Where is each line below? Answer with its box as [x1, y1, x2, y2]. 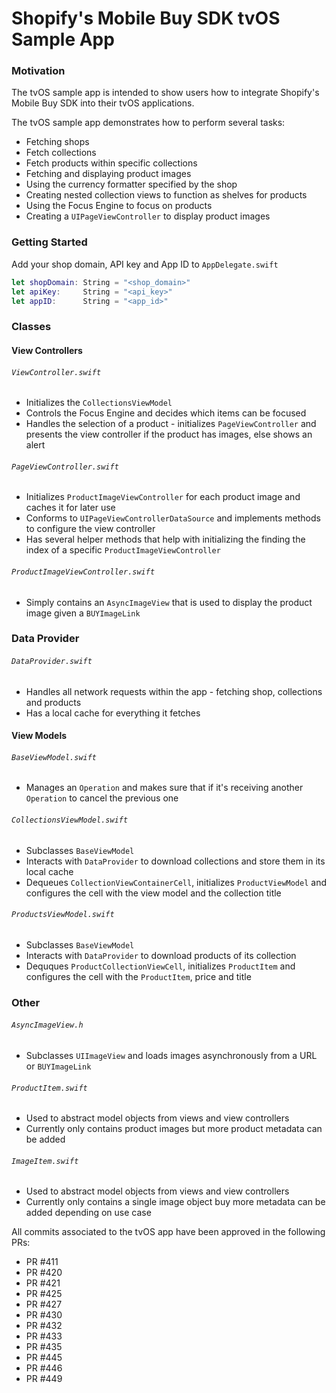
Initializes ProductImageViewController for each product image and [25, 491, 301, 503]
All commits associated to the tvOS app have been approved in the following [11, 1226, 326, 1238]
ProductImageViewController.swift [11, 567, 156, 577]
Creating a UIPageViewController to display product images [25, 210, 271, 222]
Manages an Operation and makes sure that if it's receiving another [25, 782, 304, 794]
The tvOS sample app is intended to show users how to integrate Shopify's [11, 87, 320, 99]
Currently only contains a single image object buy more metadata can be [25, 1196, 326, 1208]
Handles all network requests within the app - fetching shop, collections [25, 685, 323, 697]
